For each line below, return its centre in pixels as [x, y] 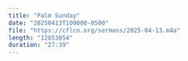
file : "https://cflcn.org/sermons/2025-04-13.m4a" [94, 30]
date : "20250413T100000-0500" [59, 23]
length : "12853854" [41, 38]
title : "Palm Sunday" [44, 15]
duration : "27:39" [39, 45]
